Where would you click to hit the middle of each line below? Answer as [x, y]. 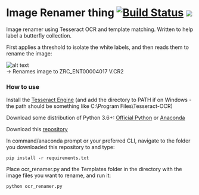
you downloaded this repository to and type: [60, 147]
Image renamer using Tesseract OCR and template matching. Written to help [100, 29]
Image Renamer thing [60, 13]
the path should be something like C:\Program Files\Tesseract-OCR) [89, 106]
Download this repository [37, 129]
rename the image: [29, 53]
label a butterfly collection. [39, 35]
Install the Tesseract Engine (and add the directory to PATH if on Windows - [99, 100]
